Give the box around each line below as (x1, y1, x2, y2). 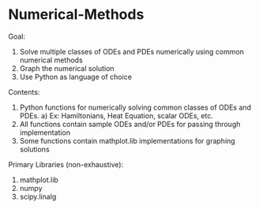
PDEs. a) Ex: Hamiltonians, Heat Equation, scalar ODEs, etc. (19, 110, 213, 120)
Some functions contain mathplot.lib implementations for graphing (19, 136, 235, 145)
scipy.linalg (19, 192, 57, 201)
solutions (19, 144, 50, 154)
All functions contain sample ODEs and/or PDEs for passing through (19, 119, 241, 129)
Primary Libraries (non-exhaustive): (8, 159, 124, 169)
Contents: (8, 87, 40, 96)
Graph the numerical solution (19, 63, 114, 73)
